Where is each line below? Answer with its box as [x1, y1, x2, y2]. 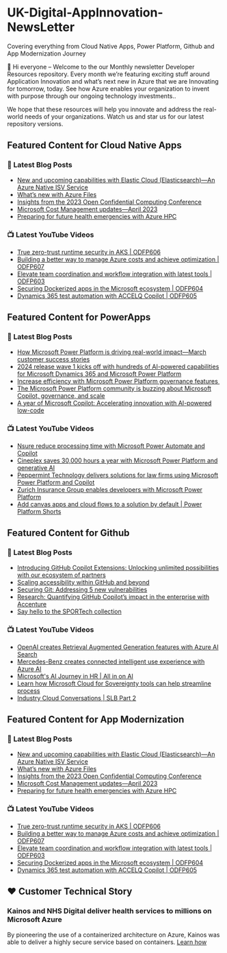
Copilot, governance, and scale [16, 391, 105, 399]
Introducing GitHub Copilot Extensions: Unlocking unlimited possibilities [16, 563, 219, 572]
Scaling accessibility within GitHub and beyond [16, 578, 150, 586]
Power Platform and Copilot [16, 478, 95, 486]
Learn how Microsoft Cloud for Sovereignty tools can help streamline [16, 679, 212, 687]
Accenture [16, 600, 46, 608]
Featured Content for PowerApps [7, 311, 151, 323]
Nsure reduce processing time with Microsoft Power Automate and [16, 441, 205, 450]
